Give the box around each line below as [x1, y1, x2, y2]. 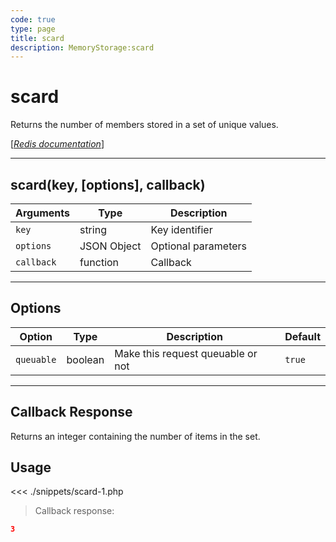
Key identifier [150, 223, 213, 236]
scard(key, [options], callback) [10, 176, 206, 193]
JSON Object [79, 239, 142, 253]
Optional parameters [150, 239, 248, 253]
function [79, 256, 120, 269]
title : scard [10, 33, 65, 43]
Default [284, 329, 321, 343]
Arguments [15, 206, 70, 220]
